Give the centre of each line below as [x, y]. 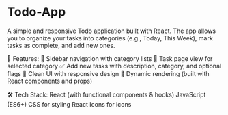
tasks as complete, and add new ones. [61, 45]
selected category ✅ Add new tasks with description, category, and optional [114, 66]
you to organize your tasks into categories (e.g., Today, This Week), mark [110, 38]
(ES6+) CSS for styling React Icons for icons [69, 104]
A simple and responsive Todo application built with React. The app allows [112, 31]
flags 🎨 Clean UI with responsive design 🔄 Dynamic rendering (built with [108, 73]
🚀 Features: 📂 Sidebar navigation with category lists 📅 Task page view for [110, 58]
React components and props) [50, 81]
